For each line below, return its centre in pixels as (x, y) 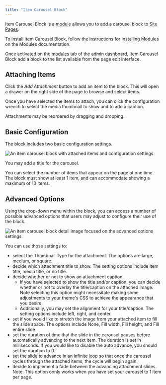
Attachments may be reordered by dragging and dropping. (65, 116)
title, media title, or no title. (40, 272)
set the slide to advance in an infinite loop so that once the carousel (82, 356)
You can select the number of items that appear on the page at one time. (80, 173)
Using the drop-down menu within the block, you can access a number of (81, 211)
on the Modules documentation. (38, 44)
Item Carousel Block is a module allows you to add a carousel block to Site (81, 24)
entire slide (24, 330)
